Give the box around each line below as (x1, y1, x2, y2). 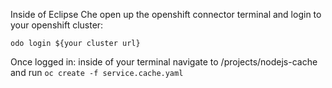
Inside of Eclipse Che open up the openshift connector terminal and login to (10, 9, 322, 20)
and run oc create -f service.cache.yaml (10, 67, 184, 78)
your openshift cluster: (10, 19, 104, 31)
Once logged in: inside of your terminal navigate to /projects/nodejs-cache (10, 56, 318, 68)
